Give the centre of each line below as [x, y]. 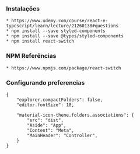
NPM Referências [31, 56]
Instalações [23, 9]
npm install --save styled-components [59, 31]
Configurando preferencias [45, 82]
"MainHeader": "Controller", [62, 135]
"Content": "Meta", [51, 130]
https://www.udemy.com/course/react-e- [60, 21]
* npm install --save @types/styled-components [65, 36]
